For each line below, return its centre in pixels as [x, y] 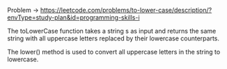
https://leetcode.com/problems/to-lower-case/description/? [126, 10]
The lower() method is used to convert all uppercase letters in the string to [114, 52]
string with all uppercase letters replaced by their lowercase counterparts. [113, 38]
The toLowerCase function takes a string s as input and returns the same [112, 31]
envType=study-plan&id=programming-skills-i [74, 17]
